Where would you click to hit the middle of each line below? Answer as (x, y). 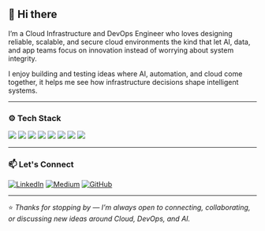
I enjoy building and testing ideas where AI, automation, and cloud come (125, 73)
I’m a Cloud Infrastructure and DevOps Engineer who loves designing (120, 33)
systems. (23, 90)
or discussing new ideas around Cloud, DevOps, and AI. (99, 219)
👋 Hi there (33, 15)
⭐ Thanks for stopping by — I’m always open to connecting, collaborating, (129, 207)
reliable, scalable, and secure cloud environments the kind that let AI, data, (129, 42)
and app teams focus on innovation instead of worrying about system (121, 50)
